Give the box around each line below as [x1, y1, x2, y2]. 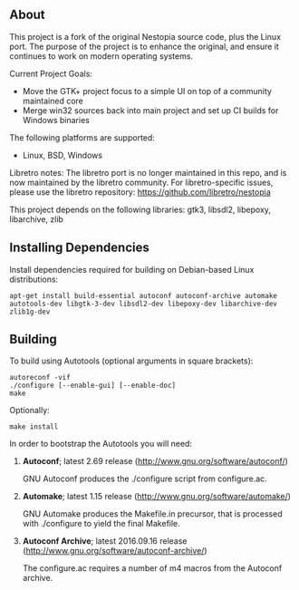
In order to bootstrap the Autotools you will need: [9, 439, 193, 450]
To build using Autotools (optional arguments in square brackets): [9, 355, 254, 366]
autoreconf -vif [9, 373, 71, 382]
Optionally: [9, 405, 50, 416]
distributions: [9, 274, 59, 285]
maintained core [22, 95, 84, 106]
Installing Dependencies [9, 240, 149, 256]
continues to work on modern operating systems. [9, 50, 193, 62]
